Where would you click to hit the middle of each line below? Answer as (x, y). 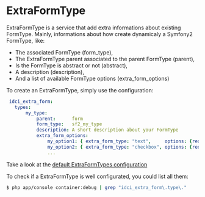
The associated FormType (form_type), (64, 52)
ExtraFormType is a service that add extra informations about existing (94, 28)
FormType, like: (25, 40)
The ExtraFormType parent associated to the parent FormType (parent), (105, 59)
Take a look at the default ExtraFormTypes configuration (77, 164)
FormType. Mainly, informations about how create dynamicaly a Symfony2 (100, 34)
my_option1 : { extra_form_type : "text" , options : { (120, 141)
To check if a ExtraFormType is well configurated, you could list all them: (97, 176)
